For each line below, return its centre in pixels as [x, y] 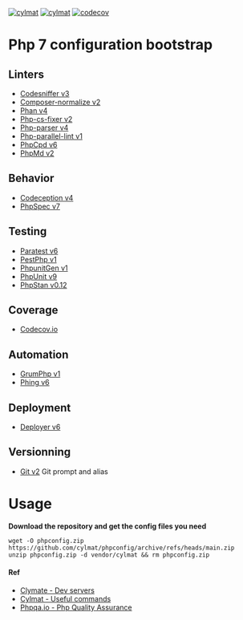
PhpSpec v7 [40, 206]
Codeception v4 [47, 197]
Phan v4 [34, 111]
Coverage [33, 310]
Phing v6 [34, 383]
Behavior [31, 178]
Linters [26, 74]
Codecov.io [39, 330]
